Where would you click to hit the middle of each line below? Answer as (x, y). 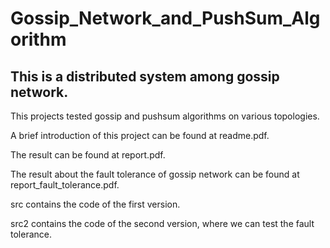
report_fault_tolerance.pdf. (65, 185)
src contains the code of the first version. (95, 204)
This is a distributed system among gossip (145, 76)
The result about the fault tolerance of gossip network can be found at (155, 174)
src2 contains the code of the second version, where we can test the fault (162, 223)
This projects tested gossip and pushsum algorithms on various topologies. (165, 116)
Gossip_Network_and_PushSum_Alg (165, 18)
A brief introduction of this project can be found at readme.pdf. (140, 135)
